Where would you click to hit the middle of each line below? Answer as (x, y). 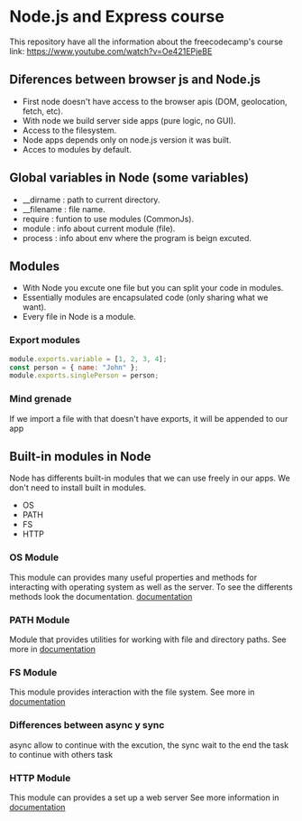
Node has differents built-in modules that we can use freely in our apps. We (150, 478)
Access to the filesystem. (69, 130)
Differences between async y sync (87, 725)
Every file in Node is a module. (79, 317)
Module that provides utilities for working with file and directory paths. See (148, 639)
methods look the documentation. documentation (101, 596)
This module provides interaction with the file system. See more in (132, 692)
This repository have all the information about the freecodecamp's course (146, 42)
